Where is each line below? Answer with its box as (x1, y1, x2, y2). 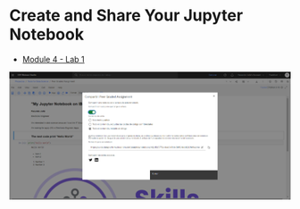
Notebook (9, 24, 85, 45)
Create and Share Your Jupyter (9, 5, 244, 26)
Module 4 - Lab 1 (21, 54, 85, 64)
